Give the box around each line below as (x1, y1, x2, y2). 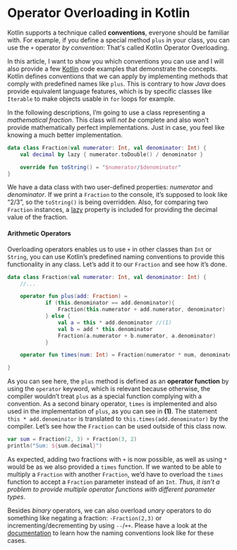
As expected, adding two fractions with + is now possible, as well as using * (7, 455, 228, 463)
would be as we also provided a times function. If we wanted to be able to (7, 462, 222, 471)
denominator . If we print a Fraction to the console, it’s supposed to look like (7, 191, 228, 199)
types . (7, 492, 26, 501)
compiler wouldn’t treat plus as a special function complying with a (7, 392, 202, 400)
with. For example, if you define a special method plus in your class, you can (7, 35, 230, 44)
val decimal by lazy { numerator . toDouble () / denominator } (20, 150, 204, 158)
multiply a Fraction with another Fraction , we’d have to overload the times (7, 470, 224, 478)
